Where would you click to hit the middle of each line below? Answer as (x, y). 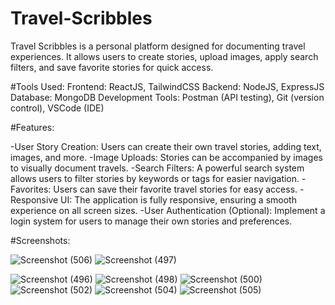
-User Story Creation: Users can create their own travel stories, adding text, (166, 146)
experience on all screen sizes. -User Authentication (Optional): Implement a (168, 210)
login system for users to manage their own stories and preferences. (151, 221)
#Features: (32, 127)
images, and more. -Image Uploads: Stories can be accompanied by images (166, 157)
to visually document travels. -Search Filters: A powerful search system (157, 168)
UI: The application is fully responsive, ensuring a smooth (178, 199)
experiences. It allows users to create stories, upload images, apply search (164, 56)
